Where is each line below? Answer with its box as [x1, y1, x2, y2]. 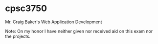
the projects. [5, 33, 31, 39]
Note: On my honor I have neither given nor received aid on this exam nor [5, 28, 153, 34]
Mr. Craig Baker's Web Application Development [5, 19, 102, 25]
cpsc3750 [5, 3, 47, 14]
